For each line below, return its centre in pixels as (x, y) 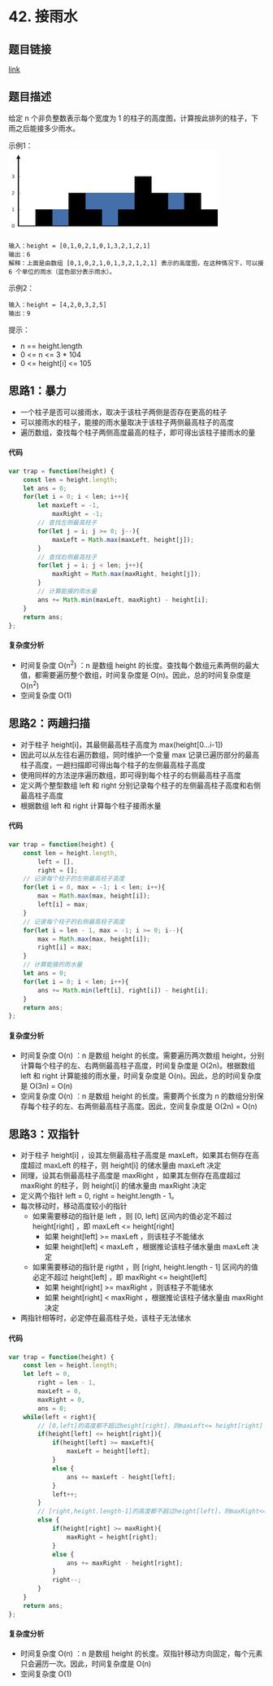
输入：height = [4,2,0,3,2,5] (58, 305)
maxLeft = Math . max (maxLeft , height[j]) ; (123, 539)
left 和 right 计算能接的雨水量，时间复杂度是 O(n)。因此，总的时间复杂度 (141, 1076)
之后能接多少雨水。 (47, 128)
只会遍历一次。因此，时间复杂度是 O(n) (86, 1663)
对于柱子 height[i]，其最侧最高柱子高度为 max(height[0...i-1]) (121, 745)
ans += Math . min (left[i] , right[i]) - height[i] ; (123, 990)
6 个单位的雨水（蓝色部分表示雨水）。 (62, 272)
